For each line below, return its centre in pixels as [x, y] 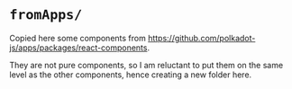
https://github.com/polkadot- [201, 38]
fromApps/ [46, 15]
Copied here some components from [78, 38]
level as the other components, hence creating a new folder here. [131, 75]
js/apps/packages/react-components [78, 48]
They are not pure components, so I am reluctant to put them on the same [146, 65]
